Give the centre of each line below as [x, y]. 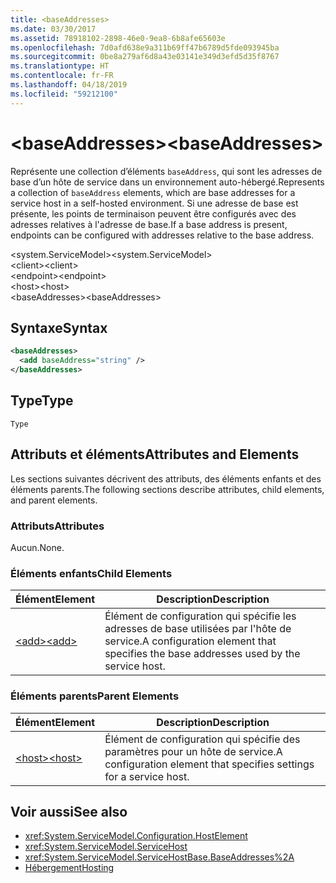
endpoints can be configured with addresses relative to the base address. [162, 235]
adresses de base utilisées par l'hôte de [198, 629]
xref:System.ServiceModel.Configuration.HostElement [136, 836]
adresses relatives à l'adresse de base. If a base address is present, [149, 224]
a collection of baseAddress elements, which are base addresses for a [153, 192]
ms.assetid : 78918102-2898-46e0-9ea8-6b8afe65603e [118, 38]
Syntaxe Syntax [59, 327]
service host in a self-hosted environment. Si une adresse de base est [154, 203]
